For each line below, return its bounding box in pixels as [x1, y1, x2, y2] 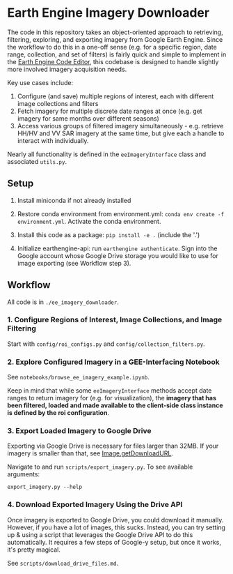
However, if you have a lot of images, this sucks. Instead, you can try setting [7, 523, 226, 531]
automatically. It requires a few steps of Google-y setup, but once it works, [7, 538, 221, 546]
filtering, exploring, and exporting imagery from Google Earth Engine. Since [7, 35, 223, 43]
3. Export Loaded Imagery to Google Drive [7, 426, 152, 436]
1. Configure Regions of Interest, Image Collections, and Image [7, 315, 223, 325]
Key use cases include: [7, 78, 74, 86]
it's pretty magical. [7, 545, 61, 554]
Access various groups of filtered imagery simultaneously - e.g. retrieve [17, 121, 224, 130]
